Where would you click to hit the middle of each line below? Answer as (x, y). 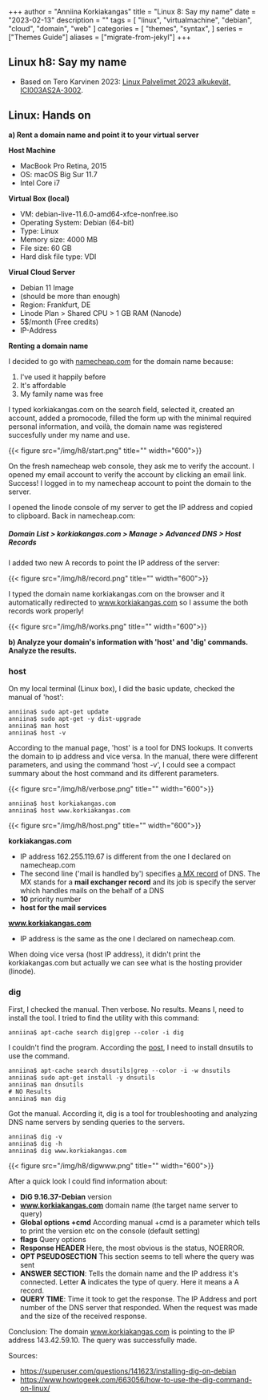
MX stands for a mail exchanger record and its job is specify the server (138, 882)
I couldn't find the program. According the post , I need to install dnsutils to (131, 1048)
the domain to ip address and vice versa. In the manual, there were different (133, 756)
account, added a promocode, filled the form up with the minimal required (130, 418)
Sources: (23, 1356)
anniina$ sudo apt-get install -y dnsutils (82, 1078)
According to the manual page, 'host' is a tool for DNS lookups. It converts (131, 747)
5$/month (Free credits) (59, 322)
